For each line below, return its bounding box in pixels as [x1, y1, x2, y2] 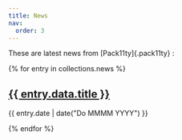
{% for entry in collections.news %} [8, 64, 127, 74]
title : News [8, 11, 48, 20]
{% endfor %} [8, 124, 55, 134]
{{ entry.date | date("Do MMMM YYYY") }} [8, 109, 148, 118]
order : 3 [15, 26, 45, 34]
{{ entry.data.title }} [8, 87, 111, 101]
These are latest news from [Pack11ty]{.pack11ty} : [8, 49, 175, 58]
